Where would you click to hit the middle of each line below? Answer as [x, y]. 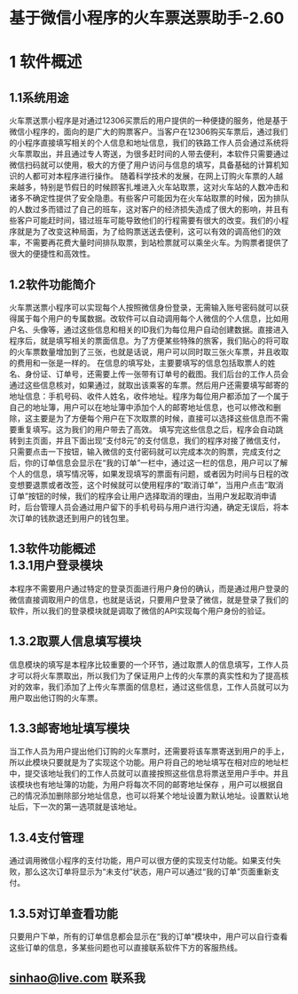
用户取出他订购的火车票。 [56, 698]
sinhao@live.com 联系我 [78, 978]
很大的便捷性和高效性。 [52, 254]
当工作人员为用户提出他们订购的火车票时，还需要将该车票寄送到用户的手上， [149, 752]
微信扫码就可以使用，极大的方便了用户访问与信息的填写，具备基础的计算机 [145, 165]
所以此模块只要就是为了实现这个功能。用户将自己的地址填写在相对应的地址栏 [149, 762]
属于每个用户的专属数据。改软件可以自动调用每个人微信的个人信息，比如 [149, 319]
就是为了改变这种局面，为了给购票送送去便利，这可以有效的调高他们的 [145, 232]
